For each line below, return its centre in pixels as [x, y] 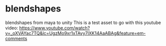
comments [16, 38]
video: [12, 27]
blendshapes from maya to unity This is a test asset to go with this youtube [83, 22]
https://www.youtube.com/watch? [55, 27]
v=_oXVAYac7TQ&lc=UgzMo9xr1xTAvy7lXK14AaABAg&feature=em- [75, 33]
